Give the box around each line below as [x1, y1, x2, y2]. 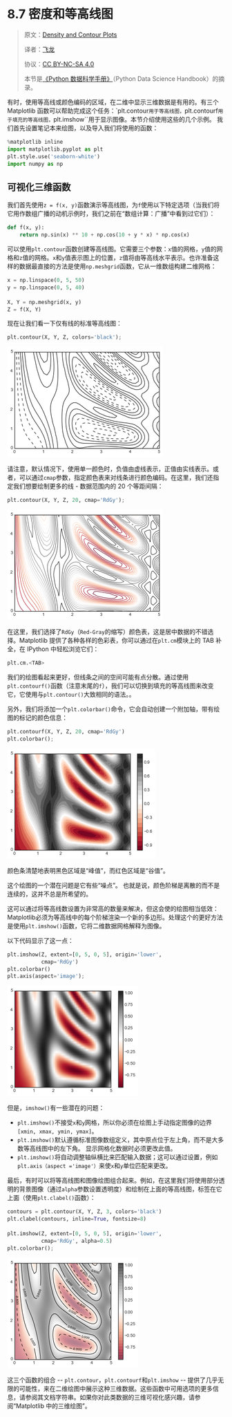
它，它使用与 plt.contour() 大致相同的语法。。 [7, 691, 136, 698]
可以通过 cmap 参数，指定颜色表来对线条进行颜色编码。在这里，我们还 [19, 473, 213, 482]
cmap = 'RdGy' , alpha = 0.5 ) [41, 1237, 113, 1244]
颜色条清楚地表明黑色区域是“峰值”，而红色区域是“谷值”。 [7, 866, 169, 874]
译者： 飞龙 [23, 45, 55, 53]
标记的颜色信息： [19, 713, 68, 722]
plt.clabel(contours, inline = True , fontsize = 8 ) [7, 1216, 147, 1223]
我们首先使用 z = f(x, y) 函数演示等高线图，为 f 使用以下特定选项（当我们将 [7, 201, 220, 209]
